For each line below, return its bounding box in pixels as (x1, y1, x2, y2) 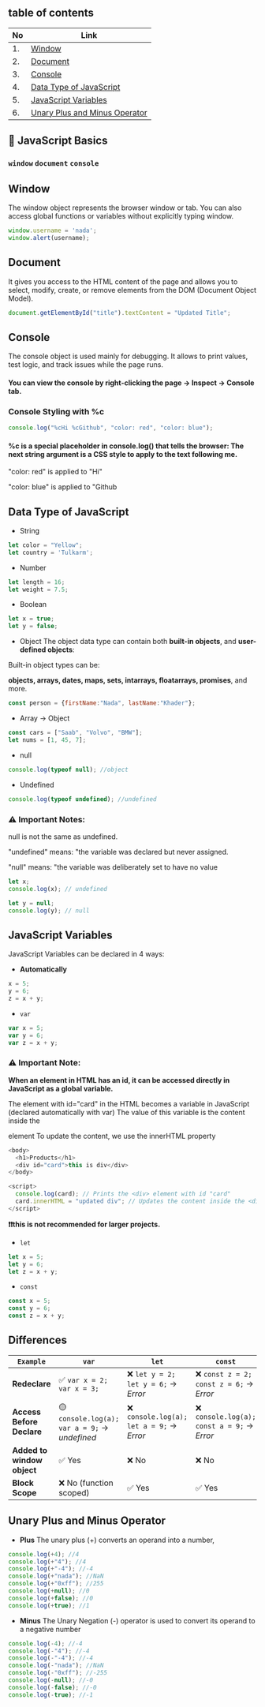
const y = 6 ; (8, 1305, 51, 1312)
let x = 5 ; (8, 1252, 44, 1261)
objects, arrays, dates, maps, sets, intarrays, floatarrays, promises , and (8, 676, 248, 685)
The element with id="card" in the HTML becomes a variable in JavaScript (8, 1099, 250, 1108)
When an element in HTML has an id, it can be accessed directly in (8, 1075, 230, 1084)
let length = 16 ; (8, 578, 65, 586)
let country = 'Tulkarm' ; (8, 548, 93, 556)
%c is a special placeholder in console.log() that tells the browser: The (8, 441, 244, 451)
